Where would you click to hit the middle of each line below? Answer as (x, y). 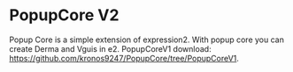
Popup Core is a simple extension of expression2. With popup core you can (147, 40)
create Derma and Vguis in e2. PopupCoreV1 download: (110, 48)
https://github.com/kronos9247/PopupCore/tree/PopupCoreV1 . (124, 58)
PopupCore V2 (64, 15)
